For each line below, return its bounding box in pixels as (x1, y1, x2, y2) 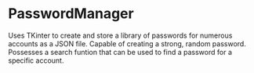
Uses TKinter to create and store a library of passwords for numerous (8, 31, 233, 40)
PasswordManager (8, 5, 135, 23)
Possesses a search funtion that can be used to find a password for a (8, 47, 233, 57)
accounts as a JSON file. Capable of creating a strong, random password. (8, 38, 247, 48)
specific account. (8, 56, 64, 65)
